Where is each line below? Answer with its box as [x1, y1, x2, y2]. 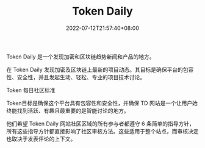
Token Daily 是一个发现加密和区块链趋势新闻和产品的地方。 [6, 53, 155, 60]
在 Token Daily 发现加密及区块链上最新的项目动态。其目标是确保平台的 [6, 66, 183, 73]
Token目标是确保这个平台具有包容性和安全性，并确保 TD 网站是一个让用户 [6, 99, 193, 107]
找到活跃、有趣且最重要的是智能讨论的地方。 [16, 107, 129, 114]
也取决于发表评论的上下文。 [6, 135, 76, 143]
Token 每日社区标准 [6, 86, 56, 94]
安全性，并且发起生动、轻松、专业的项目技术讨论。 [16, 73, 145, 80]
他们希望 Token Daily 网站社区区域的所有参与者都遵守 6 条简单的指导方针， [6, 120, 195, 127]
